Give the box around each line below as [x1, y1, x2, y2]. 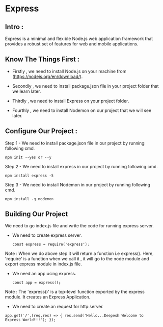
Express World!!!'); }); [5, 318, 56, 323]
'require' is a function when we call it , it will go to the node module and [5, 256, 149, 262]
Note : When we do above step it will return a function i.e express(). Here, [5, 251, 154, 256]
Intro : [5, 23, 24, 31]
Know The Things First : [5, 55, 80, 64]
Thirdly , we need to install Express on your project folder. [12, 98, 129, 104]
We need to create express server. [12, 232, 82, 238]
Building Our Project [5, 210, 68, 218]
